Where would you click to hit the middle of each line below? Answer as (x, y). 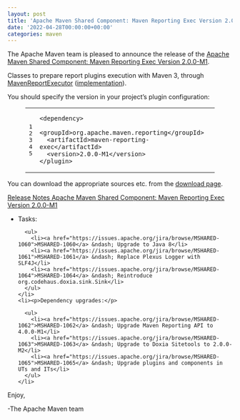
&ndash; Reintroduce (122, 276)
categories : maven (35, 34)
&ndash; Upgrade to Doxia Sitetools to (151, 344)
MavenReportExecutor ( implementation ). (67, 83)
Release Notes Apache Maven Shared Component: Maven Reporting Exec (116, 198)
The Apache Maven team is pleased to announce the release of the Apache (119, 54)
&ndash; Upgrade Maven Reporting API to (152, 326)
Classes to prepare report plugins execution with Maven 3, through (106, 76)
